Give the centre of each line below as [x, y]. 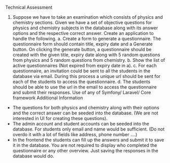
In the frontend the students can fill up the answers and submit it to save [88, 140]
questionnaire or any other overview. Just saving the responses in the [85, 151]
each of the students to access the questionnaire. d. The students [81, 81]
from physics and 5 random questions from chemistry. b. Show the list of [89, 60]
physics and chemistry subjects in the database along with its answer [85, 28]
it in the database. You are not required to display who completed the [85, 145]
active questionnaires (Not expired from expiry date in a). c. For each [84, 66]
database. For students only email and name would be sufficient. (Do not [89, 129]
